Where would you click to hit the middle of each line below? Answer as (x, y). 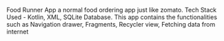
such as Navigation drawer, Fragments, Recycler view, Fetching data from (111, 24)
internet (18, 31)
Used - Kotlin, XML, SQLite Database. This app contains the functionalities (112, 17)
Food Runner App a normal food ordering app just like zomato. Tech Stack (112, 10)
